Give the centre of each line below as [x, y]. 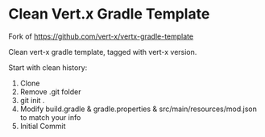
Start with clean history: [48, 67]
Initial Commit [43, 126]
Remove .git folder [50, 91]
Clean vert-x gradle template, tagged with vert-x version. [103, 52]
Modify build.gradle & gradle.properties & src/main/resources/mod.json [139, 109]
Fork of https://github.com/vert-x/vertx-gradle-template [101, 36]
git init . [32, 100]
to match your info [50, 117]
